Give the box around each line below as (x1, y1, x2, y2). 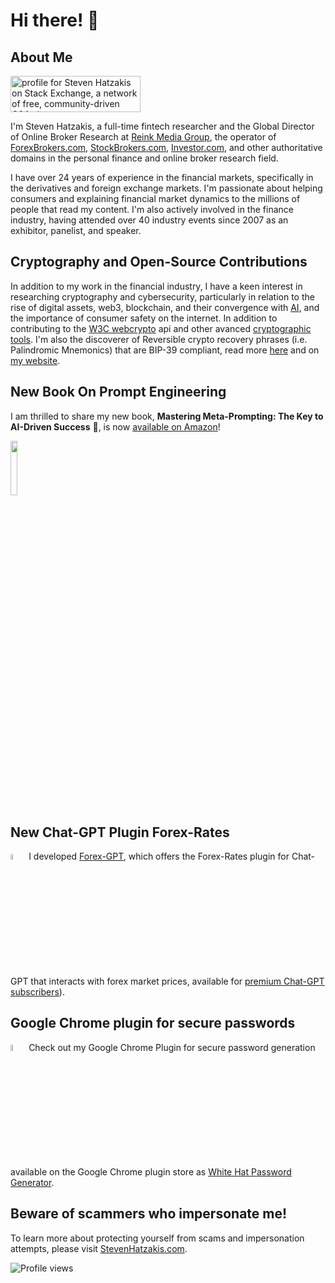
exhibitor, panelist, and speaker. (10, 225, 142, 236)
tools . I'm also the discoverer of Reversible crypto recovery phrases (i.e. (10, 333, 308, 345)
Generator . (10, 1176, 55, 1188)
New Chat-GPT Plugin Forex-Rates (10, 824, 230, 841)
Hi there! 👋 (10, 9, 100, 32)
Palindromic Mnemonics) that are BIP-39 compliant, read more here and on (10, 344, 320, 356)
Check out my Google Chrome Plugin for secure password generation (28, 1041, 316, 1053)
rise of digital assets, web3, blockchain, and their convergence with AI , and (10, 301, 320, 313)
